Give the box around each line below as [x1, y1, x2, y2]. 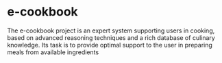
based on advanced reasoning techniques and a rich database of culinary [7, 33, 216, 41]
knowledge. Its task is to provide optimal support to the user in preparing [7, 41, 212, 49]
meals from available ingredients [7, 48, 99, 56]
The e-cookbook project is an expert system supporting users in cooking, [7, 26, 215, 35]
